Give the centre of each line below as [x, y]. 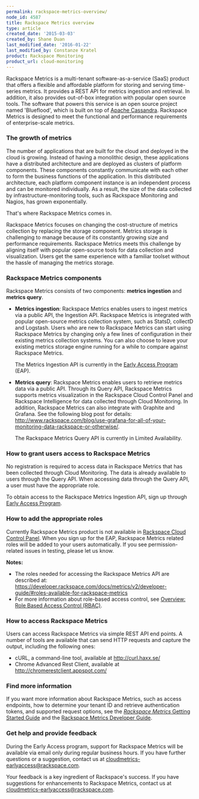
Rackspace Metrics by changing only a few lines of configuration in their [103, 334]
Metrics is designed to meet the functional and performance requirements [97, 116]
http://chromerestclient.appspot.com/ [61, 670]
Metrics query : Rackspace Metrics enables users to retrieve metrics [98, 383]
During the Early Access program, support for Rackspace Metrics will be [95, 746]
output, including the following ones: [51, 646]
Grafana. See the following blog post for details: [73, 414]
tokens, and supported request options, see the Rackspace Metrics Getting [98, 712]
